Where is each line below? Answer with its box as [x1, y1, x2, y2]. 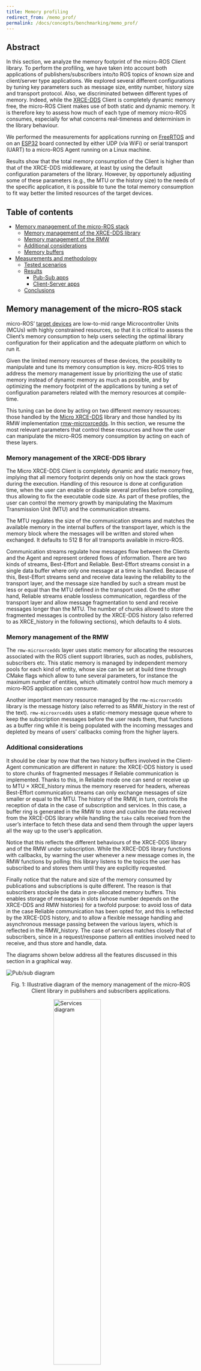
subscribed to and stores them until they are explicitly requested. [6, 864, 167, 871]
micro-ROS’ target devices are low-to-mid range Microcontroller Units [6, 320, 179, 327]
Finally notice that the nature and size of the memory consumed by [6, 876, 172, 883]
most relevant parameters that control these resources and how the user [6, 426, 185, 433]
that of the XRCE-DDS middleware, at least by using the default [6, 164, 163, 172]
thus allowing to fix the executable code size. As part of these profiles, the [6, 493, 190, 500]
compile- [164, 389, 187, 396]
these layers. [6, 438, 38, 446]
